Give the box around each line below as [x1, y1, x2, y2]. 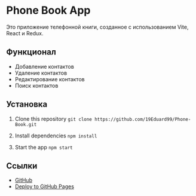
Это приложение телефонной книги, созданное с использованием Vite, [6, 23, 189, 30]
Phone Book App [6, 4, 91, 17]
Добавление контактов [14, 63, 75, 70]
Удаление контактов [14, 69, 68, 76]
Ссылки [6, 161, 38, 171]
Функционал [6, 47, 57, 57]
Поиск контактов [14, 82, 59, 89]
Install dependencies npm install [14, 132, 97, 139]
